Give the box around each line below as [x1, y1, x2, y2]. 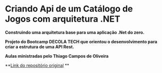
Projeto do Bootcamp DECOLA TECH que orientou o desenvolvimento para [5, 38, 158, 44]
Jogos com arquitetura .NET [5, 13, 120, 24]
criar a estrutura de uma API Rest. [5, 44, 74, 49]
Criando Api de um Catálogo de [5, 3, 133, 14]
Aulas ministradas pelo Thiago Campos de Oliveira [5, 53, 109, 59]
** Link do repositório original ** [5, 62, 69, 68]
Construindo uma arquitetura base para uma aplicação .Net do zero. [5, 29, 145, 35]
